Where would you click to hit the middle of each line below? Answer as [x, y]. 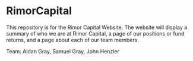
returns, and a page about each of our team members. [73, 40]
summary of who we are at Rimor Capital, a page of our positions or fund [95, 33]
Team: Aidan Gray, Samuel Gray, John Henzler [63, 51]
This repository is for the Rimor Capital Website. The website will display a [97, 27]
